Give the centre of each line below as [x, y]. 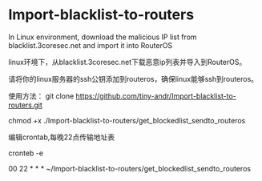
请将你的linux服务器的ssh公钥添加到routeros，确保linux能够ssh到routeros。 [133, 78]
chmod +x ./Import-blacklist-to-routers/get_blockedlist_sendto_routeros [127, 120]
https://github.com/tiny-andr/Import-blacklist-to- [156, 96]
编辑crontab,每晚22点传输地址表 [61, 137]
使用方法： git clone [41, 96]
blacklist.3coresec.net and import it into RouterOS [91, 45]
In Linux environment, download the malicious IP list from [103, 37]
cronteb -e [26, 153]
